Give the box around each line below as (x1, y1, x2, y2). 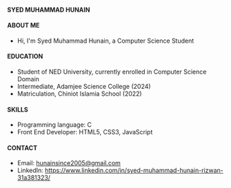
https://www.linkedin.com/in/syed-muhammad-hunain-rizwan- (44, 166, 224, 175)
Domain (17, 75, 40, 83)
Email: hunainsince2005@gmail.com (17, 159, 121, 167)
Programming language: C (17, 121, 92, 129)
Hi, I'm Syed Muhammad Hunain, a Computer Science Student (17, 36, 194, 45)
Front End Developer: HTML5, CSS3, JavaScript (17, 128, 153, 136)
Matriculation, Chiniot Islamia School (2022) (17, 90, 143, 98)
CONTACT (7, 143, 38, 152)
